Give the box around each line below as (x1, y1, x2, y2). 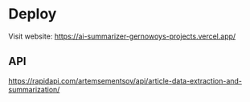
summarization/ (8, 84, 60, 94)
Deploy (8, 5, 57, 23)
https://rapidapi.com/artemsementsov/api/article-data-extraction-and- (8, 75, 243, 85)
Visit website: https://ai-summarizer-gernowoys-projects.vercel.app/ (8, 31, 236, 41)
